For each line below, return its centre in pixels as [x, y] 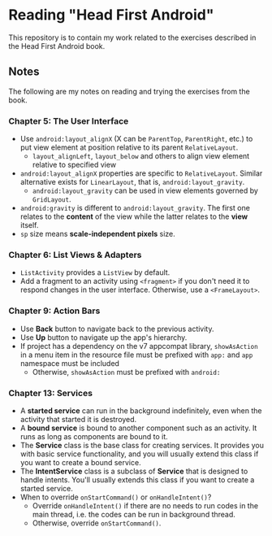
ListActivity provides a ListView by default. [95, 272]
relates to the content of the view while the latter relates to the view [134, 216]
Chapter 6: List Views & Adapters [75, 255]
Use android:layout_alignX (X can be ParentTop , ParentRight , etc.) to [136, 139]
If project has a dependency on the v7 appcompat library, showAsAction [139, 346]
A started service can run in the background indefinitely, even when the [141, 410]
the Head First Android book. [57, 46]
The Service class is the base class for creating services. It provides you [142, 445]
